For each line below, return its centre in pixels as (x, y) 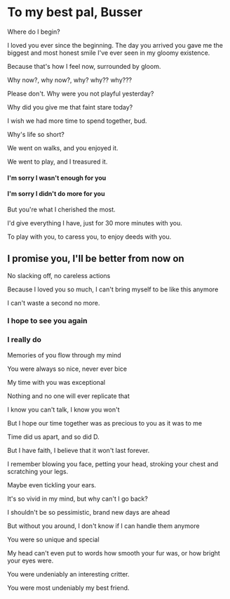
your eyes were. (31, 560)
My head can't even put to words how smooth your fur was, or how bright (114, 553)
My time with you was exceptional (56, 382)
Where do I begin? (34, 32)
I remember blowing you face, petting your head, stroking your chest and (113, 463)
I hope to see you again (47, 321)
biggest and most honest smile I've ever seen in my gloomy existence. (109, 53)
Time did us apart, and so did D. (53, 437)
